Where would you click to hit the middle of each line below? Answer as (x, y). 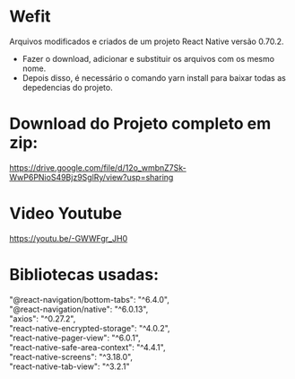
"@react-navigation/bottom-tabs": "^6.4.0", (90, 299)
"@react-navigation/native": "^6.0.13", (79, 309)
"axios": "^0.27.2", (43, 318)
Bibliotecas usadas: (84, 275)
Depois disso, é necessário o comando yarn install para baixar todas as (154, 77)
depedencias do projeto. (68, 87)
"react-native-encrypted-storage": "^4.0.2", (90, 328)
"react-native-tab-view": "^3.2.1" (69, 366)
